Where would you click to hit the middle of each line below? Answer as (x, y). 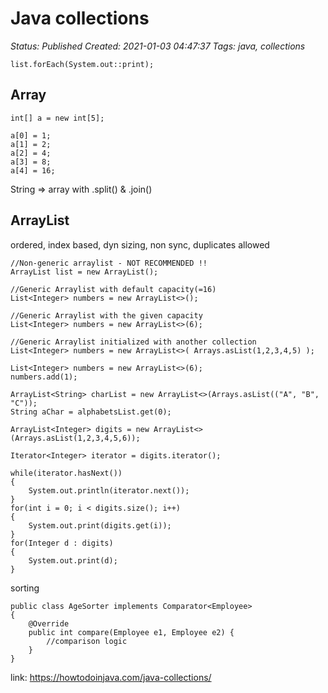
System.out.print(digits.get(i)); (100, 525)
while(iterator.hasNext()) (66, 473)
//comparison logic (87, 641)
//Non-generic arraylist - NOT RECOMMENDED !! (109, 263)
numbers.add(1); (44, 377)
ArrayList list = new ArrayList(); (84, 272)
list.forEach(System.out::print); (82, 64)
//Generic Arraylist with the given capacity (106, 315)
